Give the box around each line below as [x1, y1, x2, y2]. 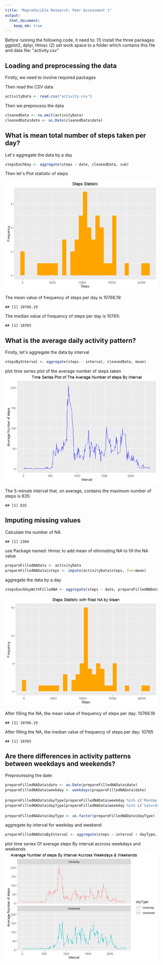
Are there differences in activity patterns [5, 752, 131, 760]
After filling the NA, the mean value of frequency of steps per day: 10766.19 [5, 710, 155, 716]
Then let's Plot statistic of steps [5, 171, 68, 177]
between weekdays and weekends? [5, 759, 115, 768]
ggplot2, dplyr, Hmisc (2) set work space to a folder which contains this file [5, 42, 155, 48]
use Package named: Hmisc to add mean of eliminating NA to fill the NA [5, 548, 149, 554]
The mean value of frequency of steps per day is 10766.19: [5, 295, 122, 301]
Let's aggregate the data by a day [5, 152, 73, 158]
